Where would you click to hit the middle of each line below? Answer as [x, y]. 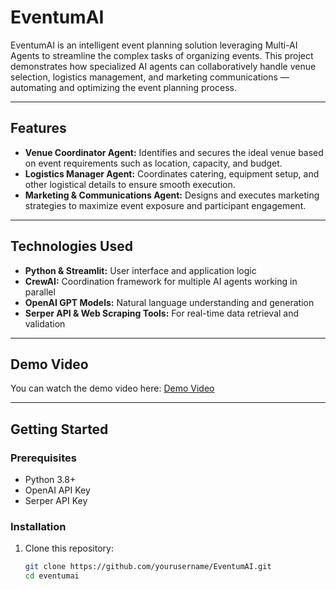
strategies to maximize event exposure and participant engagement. [165, 205]
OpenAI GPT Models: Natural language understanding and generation [169, 302]
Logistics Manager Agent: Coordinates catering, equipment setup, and [172, 173]
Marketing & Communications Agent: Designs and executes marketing [172, 195]
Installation [38, 526]
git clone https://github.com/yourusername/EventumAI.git [148, 567]
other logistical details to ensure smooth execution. [130, 184]
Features [38, 128]
